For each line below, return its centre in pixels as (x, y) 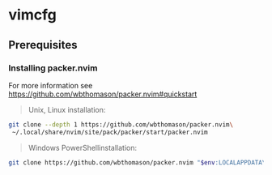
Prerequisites (43, 45)
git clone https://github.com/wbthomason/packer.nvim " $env (112, 162)
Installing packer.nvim (53, 68)
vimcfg (32, 15)
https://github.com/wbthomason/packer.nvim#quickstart (103, 94)
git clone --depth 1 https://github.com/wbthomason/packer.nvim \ (121, 124)
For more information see (51, 85)
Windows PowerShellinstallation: (83, 147)
